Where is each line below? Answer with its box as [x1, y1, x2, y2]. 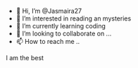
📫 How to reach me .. [15, 38, 80, 45]
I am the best [6, 54, 44, 62]
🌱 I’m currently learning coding [15, 22, 106, 30]
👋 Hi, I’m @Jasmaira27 [15, 7, 82, 15]
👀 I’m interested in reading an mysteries [15, 14, 132, 23]
